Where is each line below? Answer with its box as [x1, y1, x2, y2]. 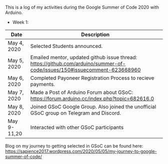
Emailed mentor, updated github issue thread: [30, 54, 137, 60]
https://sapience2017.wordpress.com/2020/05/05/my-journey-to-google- [5, 148, 157, 154]
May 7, [7, 89, 24, 95]
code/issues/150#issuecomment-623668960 [30, 66, 141, 73]
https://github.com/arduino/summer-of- [30, 60, 126, 67]
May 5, [7, 57, 24, 64]
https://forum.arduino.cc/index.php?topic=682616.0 [30, 95, 154, 102]
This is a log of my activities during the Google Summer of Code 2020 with [5, 4, 159, 10]
